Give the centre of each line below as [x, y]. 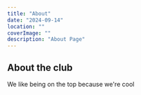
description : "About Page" [46, 40]
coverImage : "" [29, 33]
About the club [40, 68]
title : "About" [29, 14]
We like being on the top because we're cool [71, 84]
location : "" [26, 26]
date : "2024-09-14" [35, 20]
